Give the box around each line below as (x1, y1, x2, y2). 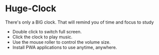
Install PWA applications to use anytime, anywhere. (12, 44, 117, 50)
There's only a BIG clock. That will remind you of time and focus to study (5, 19, 154, 25)
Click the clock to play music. (12, 34, 73, 40)
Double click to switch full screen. (12, 28, 82, 34)
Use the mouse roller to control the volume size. (12, 39, 111, 45)
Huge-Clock (5, 3, 57, 14)
